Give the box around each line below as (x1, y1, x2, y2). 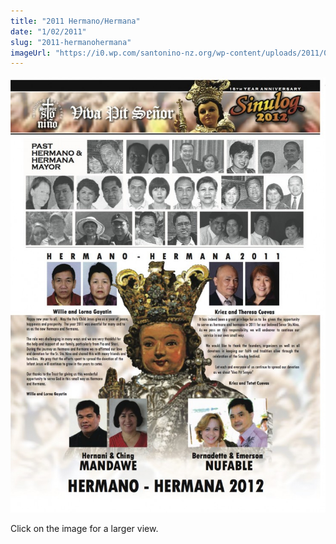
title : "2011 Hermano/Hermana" (10, 16, 141, 26)
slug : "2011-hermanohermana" (10, 37, 132, 47)
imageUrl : (10, 48, 52, 58)
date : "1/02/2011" (10, 26, 87, 37)
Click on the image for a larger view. (10, 522, 159, 534)
